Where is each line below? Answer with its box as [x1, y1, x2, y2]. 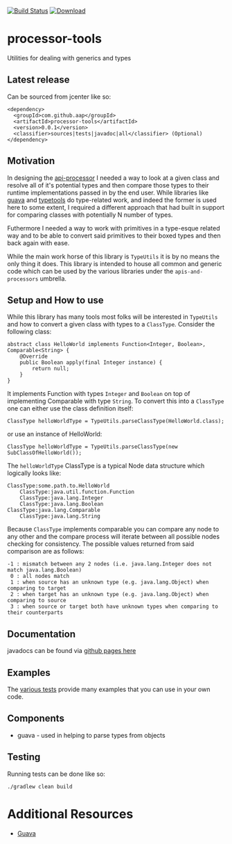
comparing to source [7, 597, 67, 604]
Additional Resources [7, 806, 134, 822]
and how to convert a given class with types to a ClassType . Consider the [7, 320, 215, 329]
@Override [19, 353, 48, 361]
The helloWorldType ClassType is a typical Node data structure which [7, 462, 205, 470]
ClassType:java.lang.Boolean [19, 501, 104, 508]
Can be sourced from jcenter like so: [7, 92, 111, 101]
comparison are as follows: [7, 547, 84, 556]
